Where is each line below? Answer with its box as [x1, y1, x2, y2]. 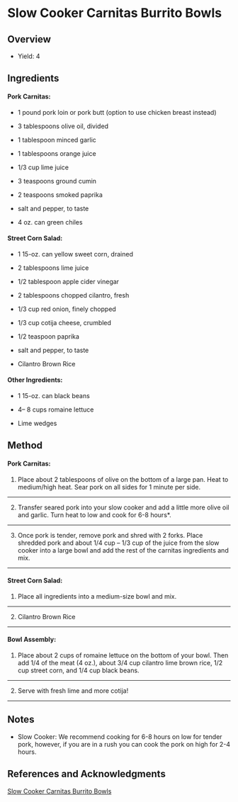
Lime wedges [17, 419, 57, 427]
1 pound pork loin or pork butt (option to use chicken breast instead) [17, 108, 217, 116]
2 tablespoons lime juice [17, 264, 89, 272]
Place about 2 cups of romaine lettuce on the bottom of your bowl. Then [17, 651, 229, 660]
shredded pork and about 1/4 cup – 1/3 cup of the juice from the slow [17, 538, 220, 547]
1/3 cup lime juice [17, 163, 69, 171]
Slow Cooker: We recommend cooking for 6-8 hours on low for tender [17, 732, 222, 741]
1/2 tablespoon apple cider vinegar [17, 277, 119, 286]
